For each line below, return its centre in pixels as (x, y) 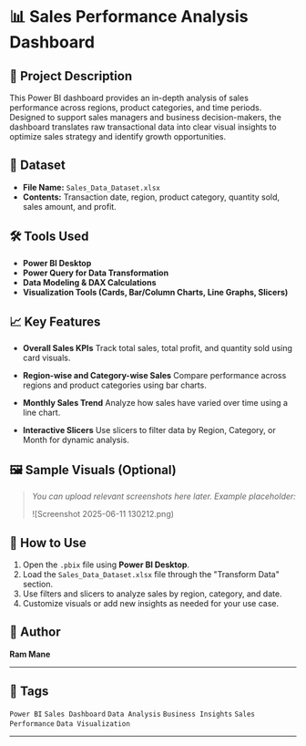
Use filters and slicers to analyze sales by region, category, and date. (152, 594)
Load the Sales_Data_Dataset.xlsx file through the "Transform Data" (151, 575)
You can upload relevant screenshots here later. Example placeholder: (163, 496)
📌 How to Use (48, 543)
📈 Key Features (55, 322)
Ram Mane (30, 654)
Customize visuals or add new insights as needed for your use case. (151, 604)
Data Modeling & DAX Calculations (89, 282)
